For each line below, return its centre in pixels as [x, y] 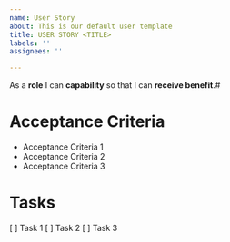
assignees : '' [36, 52]
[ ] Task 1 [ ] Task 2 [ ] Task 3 [64, 228]
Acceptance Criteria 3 [64, 166]
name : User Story [42, 18]
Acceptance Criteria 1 [63, 147]
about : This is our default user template [91, 26]
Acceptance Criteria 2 [64, 157]
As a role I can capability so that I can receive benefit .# [115, 85]
